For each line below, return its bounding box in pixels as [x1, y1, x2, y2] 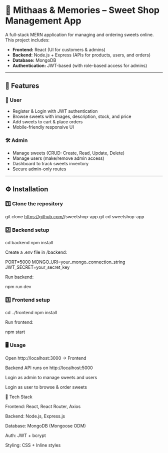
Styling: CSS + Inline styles [5, 442, 61, 448]
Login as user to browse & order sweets [5, 384, 87, 390]
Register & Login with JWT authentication [12, 108, 98, 114]
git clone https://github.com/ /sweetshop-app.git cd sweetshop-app [5, 213, 144, 219]
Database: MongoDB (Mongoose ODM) [5, 423, 86, 429]
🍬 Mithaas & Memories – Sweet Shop [5, 4, 160, 16]
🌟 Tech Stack [5, 394, 32, 400]
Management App [5, 15, 81, 26]
